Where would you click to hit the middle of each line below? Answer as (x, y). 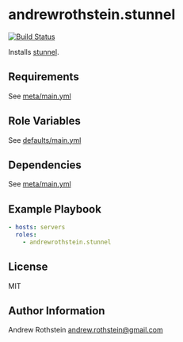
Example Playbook (55, 209)
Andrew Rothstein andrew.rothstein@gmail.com (86, 330)
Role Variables (44, 121)
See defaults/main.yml (45, 140)
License (28, 267)
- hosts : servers (37, 228)
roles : (26, 235)
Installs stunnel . (34, 52)
